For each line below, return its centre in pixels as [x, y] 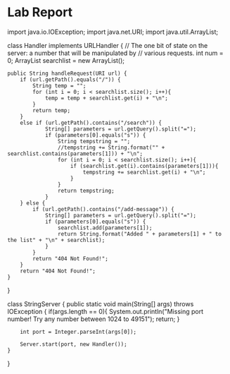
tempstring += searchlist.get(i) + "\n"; [144, 172]
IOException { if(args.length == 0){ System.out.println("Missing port [106, 311]
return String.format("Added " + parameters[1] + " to [139, 234]
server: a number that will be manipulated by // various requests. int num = [115, 53]
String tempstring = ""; [94, 141]
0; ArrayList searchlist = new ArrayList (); [66, 60]
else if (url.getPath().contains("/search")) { [91, 123]
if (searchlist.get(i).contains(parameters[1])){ [144, 166]
